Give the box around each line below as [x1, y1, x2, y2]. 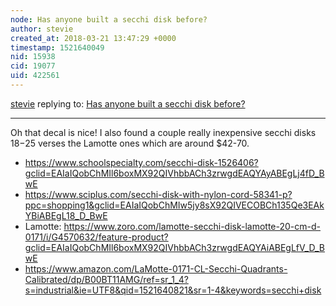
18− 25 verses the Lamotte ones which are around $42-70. [10, 137, 250, 149]
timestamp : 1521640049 [10, 42, 105, 53]
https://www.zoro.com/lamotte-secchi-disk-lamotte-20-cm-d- [63, 220, 321, 232]
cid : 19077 [10, 61, 56, 71]
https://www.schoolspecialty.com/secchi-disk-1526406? [24, 156, 259, 168]
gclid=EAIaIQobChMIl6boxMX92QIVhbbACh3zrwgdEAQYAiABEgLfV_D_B [24, 241, 326, 253]
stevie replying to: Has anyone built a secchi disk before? [10, 97, 246, 110]
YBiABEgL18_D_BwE [24, 209, 108, 221]
